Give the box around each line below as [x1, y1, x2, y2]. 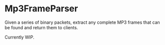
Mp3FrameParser [4, 3, 78, 14]
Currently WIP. [4, 34, 35, 40]
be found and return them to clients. [4, 24, 78, 30]
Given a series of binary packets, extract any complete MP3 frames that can [4, 19, 161, 25]
